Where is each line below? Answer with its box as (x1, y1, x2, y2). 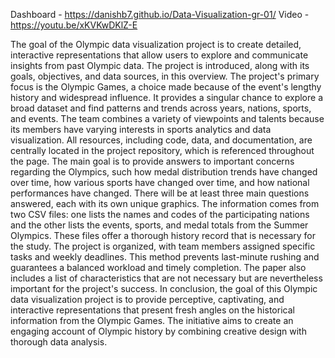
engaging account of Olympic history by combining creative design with (10, 325, 307, 337)
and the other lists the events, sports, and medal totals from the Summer (10, 219, 309, 231)
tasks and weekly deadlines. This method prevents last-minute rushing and (10, 251, 320, 263)
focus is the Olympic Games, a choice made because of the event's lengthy (10, 81, 322, 93)
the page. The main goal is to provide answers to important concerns (10, 155, 295, 167)
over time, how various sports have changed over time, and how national (10, 177, 310, 188)
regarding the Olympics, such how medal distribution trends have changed (10, 166, 318, 178)
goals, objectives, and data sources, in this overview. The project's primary (10, 70, 320, 82)
